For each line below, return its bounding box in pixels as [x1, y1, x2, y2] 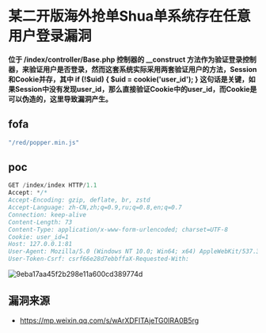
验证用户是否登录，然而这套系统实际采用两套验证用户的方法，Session [28, 64, 257, 74]
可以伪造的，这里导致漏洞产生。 [8, 94, 112, 104]
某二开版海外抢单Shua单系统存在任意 [8, 7, 251, 25]
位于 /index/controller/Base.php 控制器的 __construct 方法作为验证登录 [8, 55, 243, 64]
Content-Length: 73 [8, 218, 73, 226]
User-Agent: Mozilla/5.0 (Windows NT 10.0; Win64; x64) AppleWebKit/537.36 [8, 248, 264, 255]
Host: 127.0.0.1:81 [8, 240, 73, 248]
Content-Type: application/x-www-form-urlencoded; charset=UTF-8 [8, 225, 228, 233]
